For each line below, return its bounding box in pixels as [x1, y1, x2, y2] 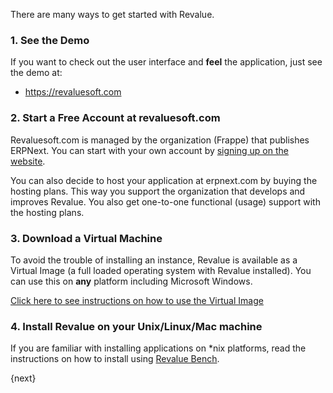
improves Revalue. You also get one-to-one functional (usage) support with [10, 195, 321, 208]
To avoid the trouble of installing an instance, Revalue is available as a [10, 254, 298, 266]
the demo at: [10, 67, 63, 79]
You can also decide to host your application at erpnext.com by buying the [10, 174, 318, 186]
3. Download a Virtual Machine [10, 231, 163, 245]
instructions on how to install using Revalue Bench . [10, 353, 220, 365]
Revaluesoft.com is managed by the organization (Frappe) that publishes [10, 134, 310, 146]
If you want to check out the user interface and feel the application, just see [10, 56, 323, 68]
